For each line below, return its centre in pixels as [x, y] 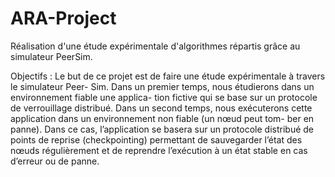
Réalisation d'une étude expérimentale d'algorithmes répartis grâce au [155, 46]
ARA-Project [63, 18]
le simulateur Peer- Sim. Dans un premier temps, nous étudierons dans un [162, 86]
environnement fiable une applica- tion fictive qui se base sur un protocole [164, 97]
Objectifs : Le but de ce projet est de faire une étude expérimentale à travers [168, 76]
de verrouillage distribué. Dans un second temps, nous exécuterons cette [161, 108]
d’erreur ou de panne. [55, 161]
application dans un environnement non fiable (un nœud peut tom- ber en [162, 118]
